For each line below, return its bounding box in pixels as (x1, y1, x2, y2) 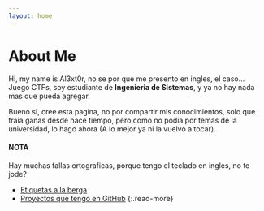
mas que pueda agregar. (8, 91, 91, 101)
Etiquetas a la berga (19, 184, 88, 195)
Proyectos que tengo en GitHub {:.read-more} (19, 193, 174, 203)
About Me (8, 46, 76, 65)
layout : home (8, 11, 53, 20)
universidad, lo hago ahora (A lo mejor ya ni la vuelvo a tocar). (8, 123, 217, 134)
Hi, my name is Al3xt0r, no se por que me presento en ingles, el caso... (8, 74, 245, 84)
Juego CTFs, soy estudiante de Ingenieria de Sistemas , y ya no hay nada (8, 82, 255, 92)
